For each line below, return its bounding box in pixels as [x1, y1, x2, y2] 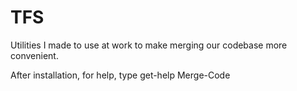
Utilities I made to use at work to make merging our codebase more [10, 39, 288, 51]
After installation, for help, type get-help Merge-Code [10, 69, 231, 81]
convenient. [10, 49, 59, 61]
